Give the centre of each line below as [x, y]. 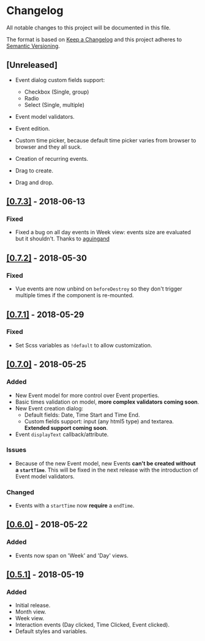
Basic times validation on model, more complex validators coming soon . [107, 402]
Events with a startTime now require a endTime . [75, 506]
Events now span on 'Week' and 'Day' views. [72, 555]
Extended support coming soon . [66, 428]
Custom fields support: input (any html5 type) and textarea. [99, 421]
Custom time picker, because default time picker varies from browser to [106, 140]
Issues [17, 450]
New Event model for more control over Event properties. [87, 395]
